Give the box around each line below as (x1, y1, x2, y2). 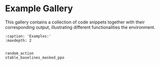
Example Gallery (5, 3, 73, 14)
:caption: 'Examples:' (5, 34, 51, 39)
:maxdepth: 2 (5, 38, 32, 43)
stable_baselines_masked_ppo (5, 55, 65, 60)
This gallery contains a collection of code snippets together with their (5, 19, 145, 25)
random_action (5, 51, 34, 56)
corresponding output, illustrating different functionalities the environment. (5, 24, 156, 30)
